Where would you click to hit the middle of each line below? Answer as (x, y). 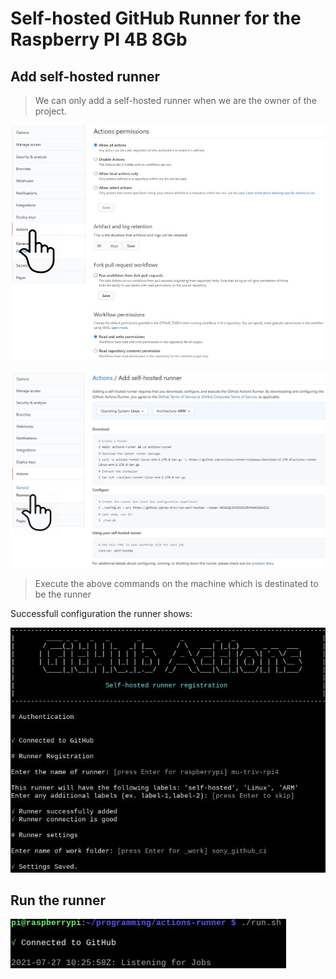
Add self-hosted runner (85, 76)
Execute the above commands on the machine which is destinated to (176, 584)
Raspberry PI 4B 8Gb (99, 39)
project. (50, 111)
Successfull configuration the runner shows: (101, 614)
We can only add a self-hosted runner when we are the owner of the (175, 100)
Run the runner (58, 900)
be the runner (63, 594)
